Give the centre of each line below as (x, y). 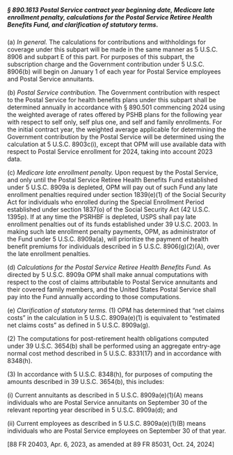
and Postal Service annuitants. (51, 79)
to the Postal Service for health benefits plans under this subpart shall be (112, 99)
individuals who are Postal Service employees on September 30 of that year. (117, 431)
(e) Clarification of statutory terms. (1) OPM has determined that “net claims (116, 310)
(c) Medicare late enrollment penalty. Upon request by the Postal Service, (113, 172)
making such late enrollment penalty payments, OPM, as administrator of (112, 231)
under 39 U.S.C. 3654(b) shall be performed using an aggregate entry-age (114, 346)
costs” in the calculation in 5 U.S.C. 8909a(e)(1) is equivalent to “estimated (114, 317)
